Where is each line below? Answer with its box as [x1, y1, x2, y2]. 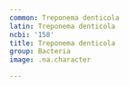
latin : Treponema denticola [9, 22, 116, 31]
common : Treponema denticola [9, 13, 120, 23]
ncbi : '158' [9, 30, 55, 39]
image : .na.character [9, 55, 92, 64]
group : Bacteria [9, 47, 71, 56]
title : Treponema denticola [9, 38, 116, 48]
